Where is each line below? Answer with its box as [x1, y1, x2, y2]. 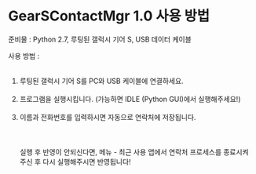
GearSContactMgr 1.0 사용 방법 [8, 7, 210, 25]
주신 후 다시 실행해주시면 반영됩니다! [19, 157, 131, 166]
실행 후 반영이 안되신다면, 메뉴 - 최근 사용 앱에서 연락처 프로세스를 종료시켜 [19, 147, 249, 157]
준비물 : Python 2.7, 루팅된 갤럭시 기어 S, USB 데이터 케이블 [8, 34, 192, 44]
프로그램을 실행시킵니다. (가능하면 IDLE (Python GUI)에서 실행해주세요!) [19, 94, 241, 103]
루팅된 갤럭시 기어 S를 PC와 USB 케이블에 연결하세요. [19, 76, 184, 85]
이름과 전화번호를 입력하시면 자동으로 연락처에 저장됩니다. [19, 112, 196, 121]
